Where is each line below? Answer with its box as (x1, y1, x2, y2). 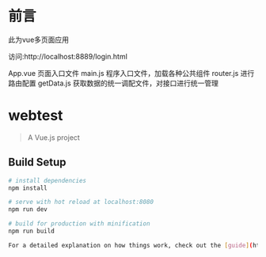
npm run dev (8, 206, 47, 214)
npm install (8, 183, 47, 192)
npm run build (8, 227, 55, 236)
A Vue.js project (27, 132, 81, 142)
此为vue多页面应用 (8, 35, 70, 44)
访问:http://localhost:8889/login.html (8, 51, 128, 61)
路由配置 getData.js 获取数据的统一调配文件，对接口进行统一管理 (8, 78, 219, 88)
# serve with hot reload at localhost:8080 (8, 198, 154, 206)
